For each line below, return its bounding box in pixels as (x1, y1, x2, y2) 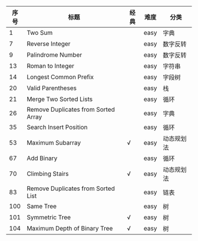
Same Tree (26, 202, 57, 210)
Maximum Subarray (26, 139, 81, 146)
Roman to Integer (26, 62, 75, 70)
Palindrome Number (26, 51, 82, 58)
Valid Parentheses (26, 84, 77, 92)
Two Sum (26, 29, 53, 37)
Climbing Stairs (26, 170, 69, 178)
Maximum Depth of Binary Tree (26, 224, 113, 232)
